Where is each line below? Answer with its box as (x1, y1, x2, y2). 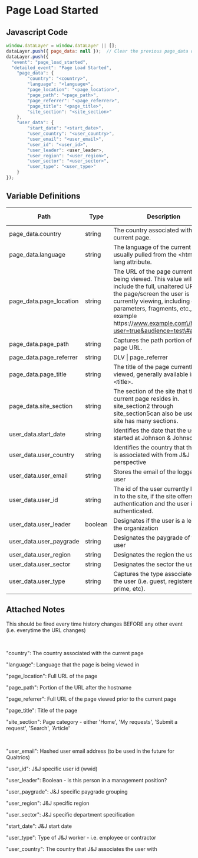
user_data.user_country (9, 451, 75, 459)
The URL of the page (113, 267, 171, 276)
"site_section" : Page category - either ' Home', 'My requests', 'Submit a (6, 718, 178, 725)
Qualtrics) (6, 753, 31, 760)
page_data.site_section (9, 402, 72, 410)
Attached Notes (6, 604, 65, 615)
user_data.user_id (9, 496, 58, 504)
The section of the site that (113, 387, 187, 395)
